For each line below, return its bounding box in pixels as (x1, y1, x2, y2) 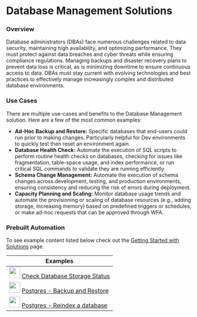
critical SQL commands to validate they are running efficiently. (14, 165, 166, 172)
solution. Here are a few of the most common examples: (6, 116, 142, 123)
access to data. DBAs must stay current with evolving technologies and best (6, 69, 191, 77)
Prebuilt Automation (6, 223, 65, 231)
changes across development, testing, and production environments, (14, 177, 182, 184)
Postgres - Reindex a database (21, 301, 108, 309)
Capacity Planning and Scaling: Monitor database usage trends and (14, 190, 181, 197)
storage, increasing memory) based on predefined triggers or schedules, (14, 203, 192, 210)
